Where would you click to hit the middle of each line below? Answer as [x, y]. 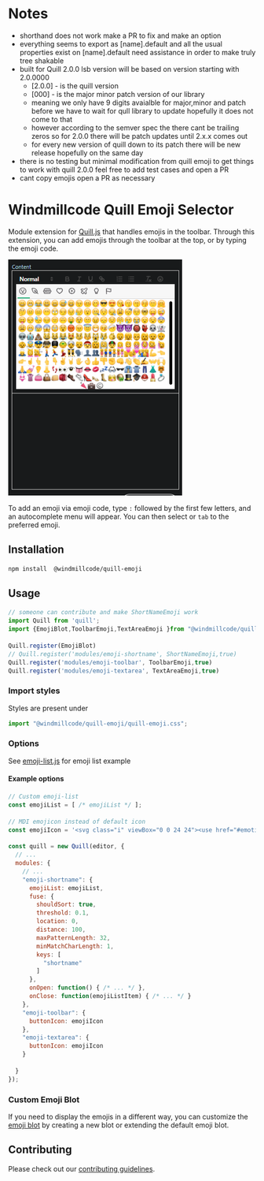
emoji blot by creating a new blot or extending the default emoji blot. [119, 1125]
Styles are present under [48, 708]
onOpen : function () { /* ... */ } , [87, 988]
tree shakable [42, 61]
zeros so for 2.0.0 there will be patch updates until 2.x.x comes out [139, 136]
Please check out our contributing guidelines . [82, 1168]
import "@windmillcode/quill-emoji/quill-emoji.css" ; [98, 723]
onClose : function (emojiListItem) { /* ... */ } [110, 997]
